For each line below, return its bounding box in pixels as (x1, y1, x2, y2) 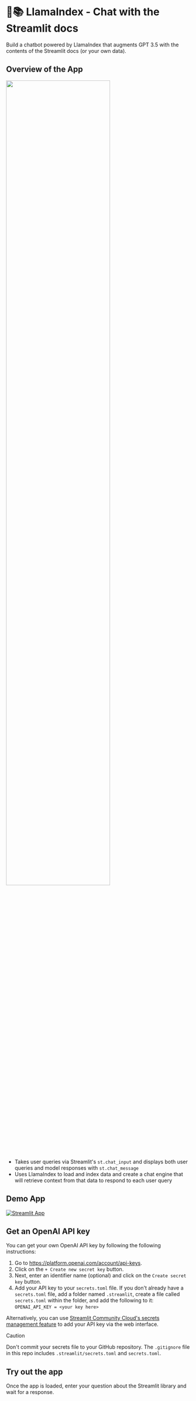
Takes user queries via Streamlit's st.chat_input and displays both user (14, 1158, 188, 1165)
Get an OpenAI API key (6, 1226, 91, 1236)
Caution (6, 1332, 25, 1339)
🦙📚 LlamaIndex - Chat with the (6, 5, 160, 19)
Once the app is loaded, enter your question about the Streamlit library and (6, 1382, 187, 1389)
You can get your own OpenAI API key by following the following (6, 1242, 161, 1249)
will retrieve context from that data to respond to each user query (14, 1177, 173, 1184)
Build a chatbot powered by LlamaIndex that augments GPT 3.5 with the (6, 41, 179, 48)
